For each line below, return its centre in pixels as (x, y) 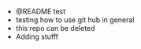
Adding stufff (37, 36)
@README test (41, 11)
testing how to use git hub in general (75, 20)
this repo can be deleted (55, 28)
